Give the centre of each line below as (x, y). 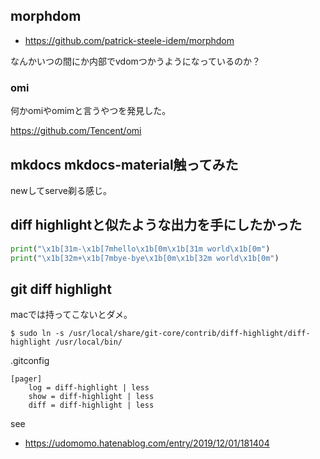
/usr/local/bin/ (88, 342)
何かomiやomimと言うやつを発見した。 (91, 111)
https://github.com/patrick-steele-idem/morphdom (129, 40)
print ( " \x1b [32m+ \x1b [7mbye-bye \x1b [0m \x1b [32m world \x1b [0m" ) (145, 258)
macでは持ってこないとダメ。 (71, 315)
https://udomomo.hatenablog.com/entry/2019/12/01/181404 (147, 443)
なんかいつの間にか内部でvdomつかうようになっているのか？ (136, 61)
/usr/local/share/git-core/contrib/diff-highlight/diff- (189, 334)
